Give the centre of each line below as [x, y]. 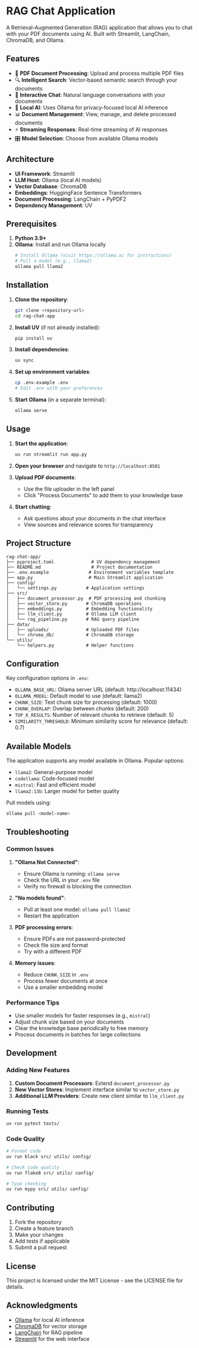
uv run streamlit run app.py [51, 454]
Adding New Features [38, 1070]
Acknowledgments [42, 1305]
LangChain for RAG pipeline [49, 1333]
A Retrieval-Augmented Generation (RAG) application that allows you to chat [99, 27]
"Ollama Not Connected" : [47, 862]
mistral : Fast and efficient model [55, 785]
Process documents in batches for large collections [78, 1034]
